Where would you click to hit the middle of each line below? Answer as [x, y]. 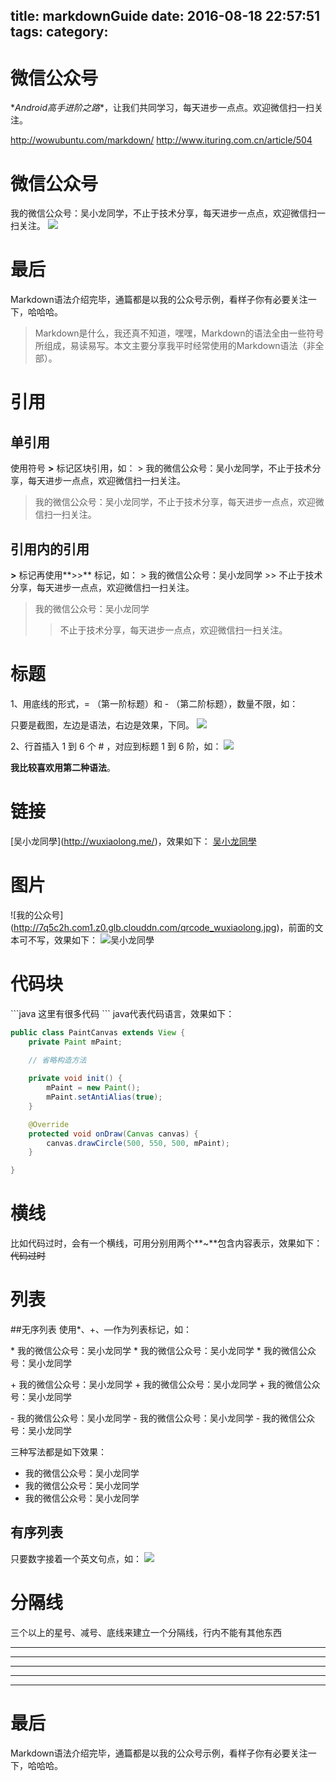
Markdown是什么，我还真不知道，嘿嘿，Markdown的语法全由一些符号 [179, 333]
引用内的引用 [50, 549]
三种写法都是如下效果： [58, 1452]
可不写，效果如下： [58, 940]
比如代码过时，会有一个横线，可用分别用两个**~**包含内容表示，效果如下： [166, 1243]
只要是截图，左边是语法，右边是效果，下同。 [102, 725]
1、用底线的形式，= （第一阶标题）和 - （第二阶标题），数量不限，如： [154, 703]
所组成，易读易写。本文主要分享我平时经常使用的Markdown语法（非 [175, 346]
